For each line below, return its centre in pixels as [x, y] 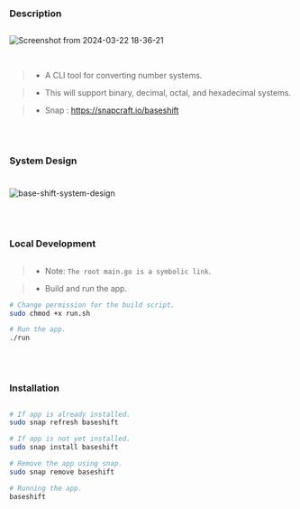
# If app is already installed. [70, 414]
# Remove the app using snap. [66, 464]
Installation [35, 388]
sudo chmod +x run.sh [50, 313]
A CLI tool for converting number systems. [123, 76]
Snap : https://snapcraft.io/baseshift [112, 110]
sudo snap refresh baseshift [64, 422]
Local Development [53, 244]
